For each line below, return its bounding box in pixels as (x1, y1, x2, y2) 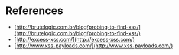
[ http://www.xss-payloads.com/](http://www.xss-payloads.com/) (14, 42, 173, 49)
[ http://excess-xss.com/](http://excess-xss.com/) (14, 36, 135, 43)
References (5, 4, 63, 18)
